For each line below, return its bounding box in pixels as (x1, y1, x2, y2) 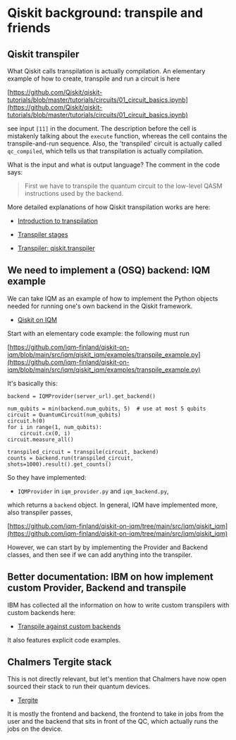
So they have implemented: (7, 473, 87, 481)
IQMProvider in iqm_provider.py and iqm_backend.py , (17, 486, 169, 495)
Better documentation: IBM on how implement (7, 571, 213, 583)
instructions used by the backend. (24, 189, 124, 197)
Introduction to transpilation (17, 217, 99, 225)
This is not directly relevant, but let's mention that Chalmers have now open (7, 675, 227, 683)
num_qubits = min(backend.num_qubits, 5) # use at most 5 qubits (7, 405, 206, 412)
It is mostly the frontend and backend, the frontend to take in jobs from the (7, 710, 224, 718)
